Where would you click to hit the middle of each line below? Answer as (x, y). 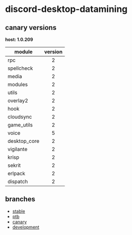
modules (18, 84)
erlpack (17, 174)
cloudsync (20, 117)
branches (20, 199)
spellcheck (20, 68)
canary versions (31, 28)
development (26, 227)
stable (19, 211)
